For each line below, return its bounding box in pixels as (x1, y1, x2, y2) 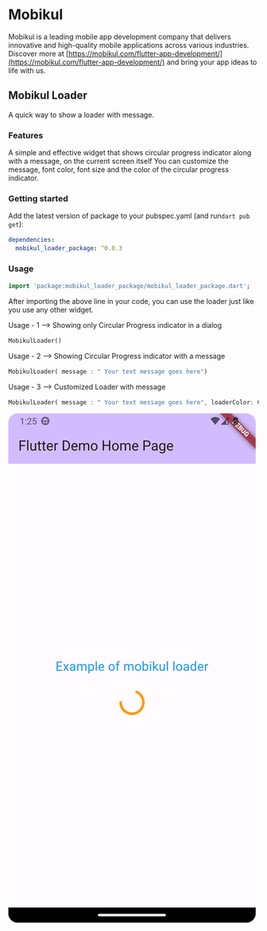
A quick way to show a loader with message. (8, 110, 155, 119)
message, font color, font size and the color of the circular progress (8, 165, 229, 174)
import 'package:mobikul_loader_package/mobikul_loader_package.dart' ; (8, 282, 250, 290)
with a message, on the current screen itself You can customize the (8, 157, 229, 166)
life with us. (8, 65, 46, 75)
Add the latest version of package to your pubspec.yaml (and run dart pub (8, 211, 250, 220)
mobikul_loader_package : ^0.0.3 (15, 244, 123, 252)
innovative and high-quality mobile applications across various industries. (8, 40, 250, 49)
